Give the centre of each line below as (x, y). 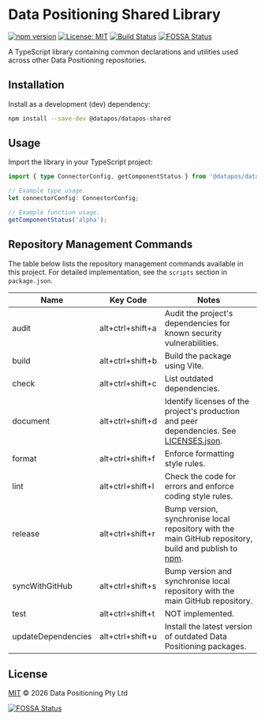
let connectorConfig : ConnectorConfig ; (74, 198)
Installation (36, 85)
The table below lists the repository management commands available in (126, 263)
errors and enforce (199, 486)
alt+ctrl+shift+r (127, 533)
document (31, 420)
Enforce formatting (200, 454)
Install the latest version (208, 626)
